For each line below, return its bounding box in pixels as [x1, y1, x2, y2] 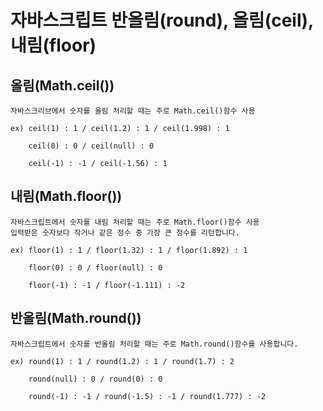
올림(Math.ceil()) [10, 77, 115, 94]
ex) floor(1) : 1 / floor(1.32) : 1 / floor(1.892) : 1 [10, 245, 248, 255]
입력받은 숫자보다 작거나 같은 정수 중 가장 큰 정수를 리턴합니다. [10, 227, 240, 238]
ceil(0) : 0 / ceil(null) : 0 [28, 141, 155, 151]
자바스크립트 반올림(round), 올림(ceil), [10, 9, 314, 32]
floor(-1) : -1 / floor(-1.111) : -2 [28, 280, 186, 290]
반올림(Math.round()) [10, 310, 142, 327]
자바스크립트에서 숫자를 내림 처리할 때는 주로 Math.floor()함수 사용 [10, 217, 260, 227]
